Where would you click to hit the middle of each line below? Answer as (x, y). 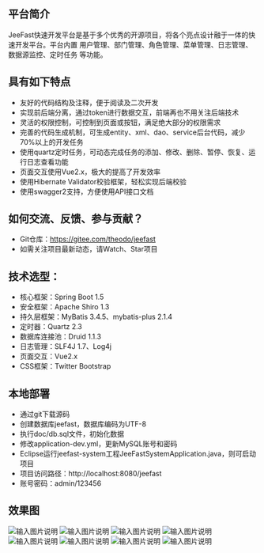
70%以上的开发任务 (52, 142)
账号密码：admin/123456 (60, 483)
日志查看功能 (47, 161)
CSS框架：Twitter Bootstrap (65, 366)
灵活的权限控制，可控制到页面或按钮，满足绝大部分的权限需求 (120, 122)
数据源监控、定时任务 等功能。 (58, 55)
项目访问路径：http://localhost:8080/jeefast (91, 474)
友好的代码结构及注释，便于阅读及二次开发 (89, 102)
